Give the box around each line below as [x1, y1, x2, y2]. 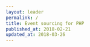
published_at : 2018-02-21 [5, 26, 71, 32]
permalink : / [5, 15, 39, 21]
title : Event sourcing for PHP [5, 20, 85, 26]
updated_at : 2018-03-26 [5, 32, 66, 38]
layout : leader [5, 9, 44, 15]
